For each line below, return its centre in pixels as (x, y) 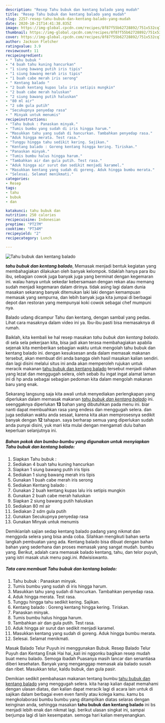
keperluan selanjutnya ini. (31, 430)
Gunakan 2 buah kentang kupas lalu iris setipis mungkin (69, 490)
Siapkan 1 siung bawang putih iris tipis (51, 470)
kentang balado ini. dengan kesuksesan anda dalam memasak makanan (78, 353)
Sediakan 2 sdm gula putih (39, 512)
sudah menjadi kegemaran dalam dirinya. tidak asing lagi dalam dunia (76, 287)
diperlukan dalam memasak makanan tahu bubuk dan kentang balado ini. (80, 399)
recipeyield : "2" (23, 233)
